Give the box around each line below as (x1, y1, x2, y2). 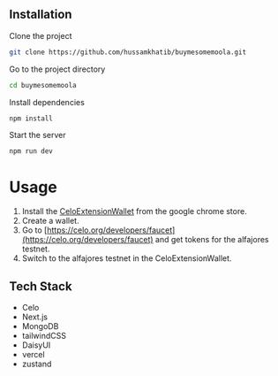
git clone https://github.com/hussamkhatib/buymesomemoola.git (9, 48, 247, 57)
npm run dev (9, 147, 53, 156)
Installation (9, 7, 72, 22)
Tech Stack (9, 279, 72, 294)
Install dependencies (9, 96, 86, 107)
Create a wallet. (21, 216, 79, 226)
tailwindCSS (21, 331, 66, 341)
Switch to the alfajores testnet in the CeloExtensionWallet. (21, 253, 232, 264)
